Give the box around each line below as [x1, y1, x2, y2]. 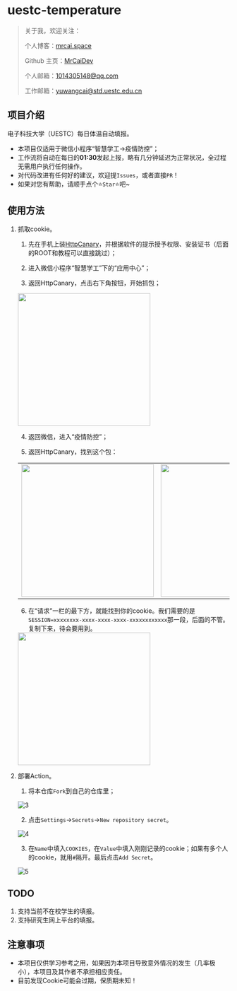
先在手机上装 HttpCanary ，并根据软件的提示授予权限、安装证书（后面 [28, 240, 229, 248]
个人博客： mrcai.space [24, 41, 92, 49]
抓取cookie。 [17, 225, 56, 233]
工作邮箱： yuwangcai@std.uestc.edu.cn [24, 86, 142, 95]
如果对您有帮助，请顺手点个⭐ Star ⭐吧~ [17, 180, 130, 188]
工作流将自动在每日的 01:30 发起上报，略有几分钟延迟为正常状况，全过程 [17, 153, 227, 161]
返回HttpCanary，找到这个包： [28, 447, 118, 456]
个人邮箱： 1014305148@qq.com [24, 71, 119, 80]
